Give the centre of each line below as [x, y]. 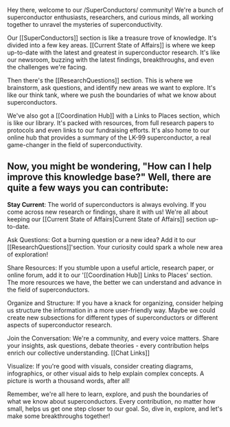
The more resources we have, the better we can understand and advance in [114, 282]
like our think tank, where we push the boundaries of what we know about [112, 95]
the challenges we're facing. [47, 67]
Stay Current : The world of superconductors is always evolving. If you [107, 204]
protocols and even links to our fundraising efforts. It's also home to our [108, 130]
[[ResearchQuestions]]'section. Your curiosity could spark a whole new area [115, 247]
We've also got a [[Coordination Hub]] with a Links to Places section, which [114, 116]
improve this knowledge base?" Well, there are [109, 177]
